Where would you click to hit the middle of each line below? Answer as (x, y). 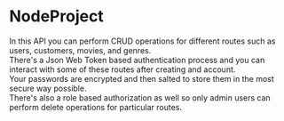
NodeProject (56, 16)
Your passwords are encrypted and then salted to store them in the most (142, 78)
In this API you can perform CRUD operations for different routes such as (142, 41)
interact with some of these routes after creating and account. (122, 69)
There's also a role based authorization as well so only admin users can (140, 97)
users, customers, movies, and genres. (80, 50)
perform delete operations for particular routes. (96, 107)
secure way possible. (48, 88)
